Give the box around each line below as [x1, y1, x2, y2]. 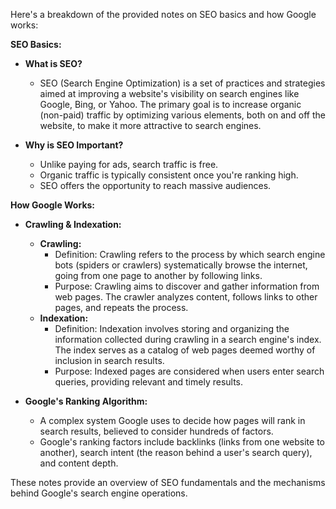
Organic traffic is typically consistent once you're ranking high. [39, 169, 299, 181]
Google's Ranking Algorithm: [24, 395, 148, 407]
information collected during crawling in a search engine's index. [54, 334, 322, 345]
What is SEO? [24, 58, 83, 69]
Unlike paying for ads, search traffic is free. [39, 159, 219, 170]
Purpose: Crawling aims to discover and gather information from [54, 280, 320, 292]
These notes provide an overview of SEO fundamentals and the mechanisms [10, 477, 326, 488]
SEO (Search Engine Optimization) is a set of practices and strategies [39, 77, 326, 89]
